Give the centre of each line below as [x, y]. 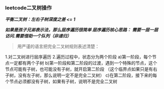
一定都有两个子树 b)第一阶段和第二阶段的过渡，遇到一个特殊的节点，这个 [83, 63]
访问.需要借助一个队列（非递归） [38, 36]
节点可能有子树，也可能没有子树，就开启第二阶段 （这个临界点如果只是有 [79, 69]
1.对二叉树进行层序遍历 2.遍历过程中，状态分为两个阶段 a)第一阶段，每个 [79, 57]
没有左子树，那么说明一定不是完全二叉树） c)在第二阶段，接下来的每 [87, 75]
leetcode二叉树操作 [29, 7]
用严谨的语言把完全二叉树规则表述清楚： [58, 46]
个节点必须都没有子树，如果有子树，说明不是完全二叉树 [61, 82]
